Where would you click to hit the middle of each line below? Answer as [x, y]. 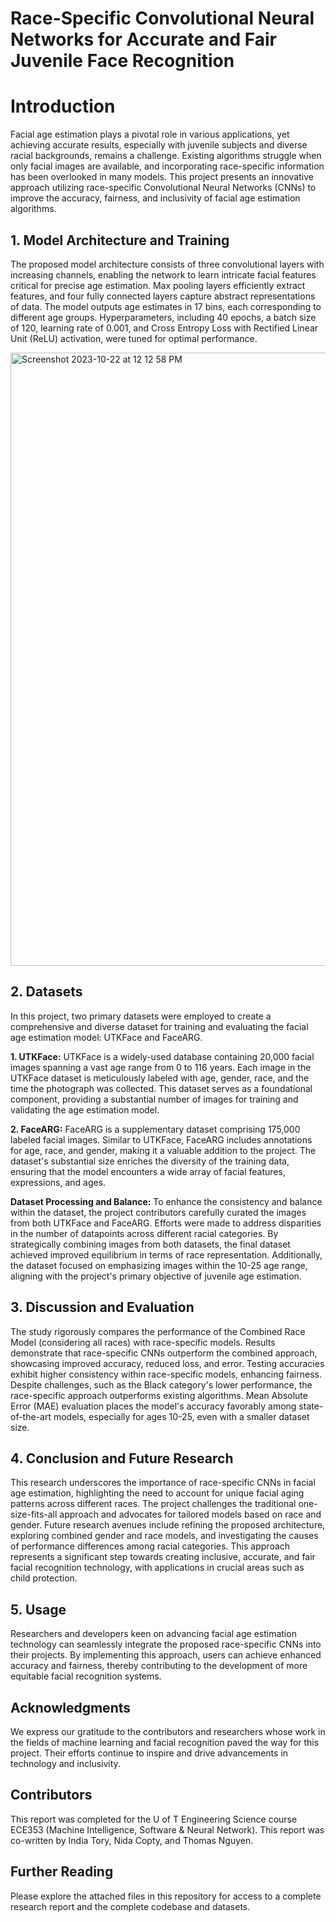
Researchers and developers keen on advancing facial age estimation [153, 1634]
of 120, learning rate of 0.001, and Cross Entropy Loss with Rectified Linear [164, 328]
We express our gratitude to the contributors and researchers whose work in [168, 1731]
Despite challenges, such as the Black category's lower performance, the [161, 1384]
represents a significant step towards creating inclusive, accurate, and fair [163, 1557]
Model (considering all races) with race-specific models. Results [143, 1342]
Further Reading [62, 1872]
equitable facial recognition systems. [86, 1676]
